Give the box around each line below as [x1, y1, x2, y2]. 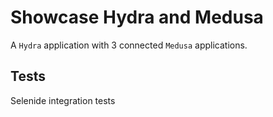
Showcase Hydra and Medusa [10, 6, 264, 29]
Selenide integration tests [10, 94, 116, 106]
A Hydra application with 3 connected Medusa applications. [10, 39, 248, 51]
